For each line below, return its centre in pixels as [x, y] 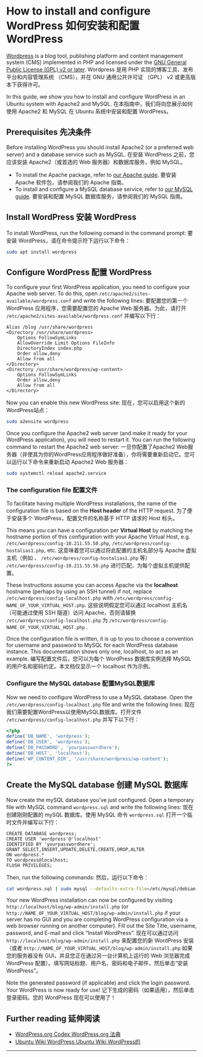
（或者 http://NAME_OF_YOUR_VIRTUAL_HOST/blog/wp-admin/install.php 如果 [100, 948]
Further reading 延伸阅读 [53, 1019]
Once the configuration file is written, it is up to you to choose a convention [100, 639]
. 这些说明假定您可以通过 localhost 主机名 [136, 605]
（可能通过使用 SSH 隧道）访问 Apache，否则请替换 [71, 613]
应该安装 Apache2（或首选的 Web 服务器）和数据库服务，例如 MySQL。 [96, 162]
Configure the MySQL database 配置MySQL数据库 [81, 684]
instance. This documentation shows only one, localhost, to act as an [92, 651]
